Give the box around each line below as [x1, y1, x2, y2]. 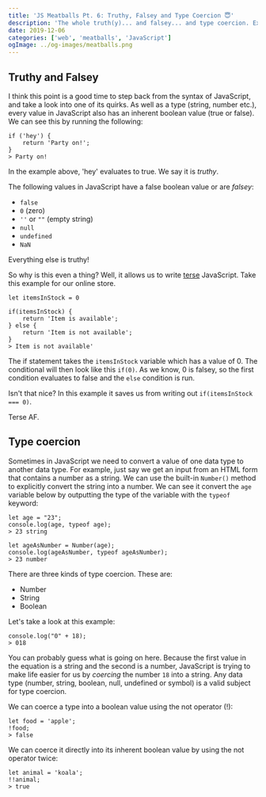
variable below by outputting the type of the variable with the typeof [8, 490, 231, 499]
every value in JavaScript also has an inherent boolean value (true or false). [8, 108, 255, 117]
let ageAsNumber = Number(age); [8, 541, 115, 549]
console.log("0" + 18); [8, 631, 87, 640]
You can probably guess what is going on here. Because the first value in [8, 653, 247, 662]
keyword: [8, 498, 39, 508]
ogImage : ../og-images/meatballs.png [8, 41, 133, 49]
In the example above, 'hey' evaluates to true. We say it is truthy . [8, 166, 219, 176]
